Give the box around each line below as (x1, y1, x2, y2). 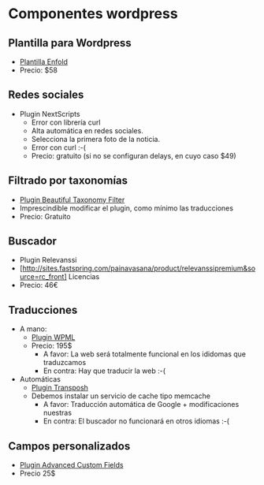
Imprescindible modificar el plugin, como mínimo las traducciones (19, 203, 234, 213)
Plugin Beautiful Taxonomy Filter (19, 195, 125, 204)
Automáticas (19, 375, 61, 384)
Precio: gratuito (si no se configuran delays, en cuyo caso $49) (31, 151, 236, 160)
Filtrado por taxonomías (8, 174, 128, 188)
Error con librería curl (31, 118, 101, 127)
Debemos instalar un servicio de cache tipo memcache (31, 391, 211, 401)
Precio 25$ (19, 468, 56, 478)
